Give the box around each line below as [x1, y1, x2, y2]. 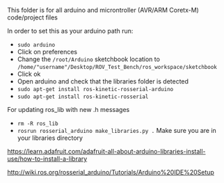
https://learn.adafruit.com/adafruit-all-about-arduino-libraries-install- [7, 148, 206, 155]
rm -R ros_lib [17, 120, 58, 127]
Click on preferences [17, 48, 78, 56]
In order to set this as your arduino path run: [7, 27, 134, 35]
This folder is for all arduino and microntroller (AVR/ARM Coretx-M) [7, 6, 200, 14]
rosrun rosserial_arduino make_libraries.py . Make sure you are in [17, 127, 217, 134]
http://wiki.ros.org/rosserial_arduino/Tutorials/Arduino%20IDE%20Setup [7, 168, 214, 176]
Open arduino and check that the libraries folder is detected [17, 77, 189, 86]
